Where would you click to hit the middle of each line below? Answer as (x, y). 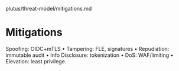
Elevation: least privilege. (36, 61)
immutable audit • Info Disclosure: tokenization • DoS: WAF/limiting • (89, 55)
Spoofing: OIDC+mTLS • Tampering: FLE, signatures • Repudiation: (87, 49)
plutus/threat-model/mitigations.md (49, 9)
